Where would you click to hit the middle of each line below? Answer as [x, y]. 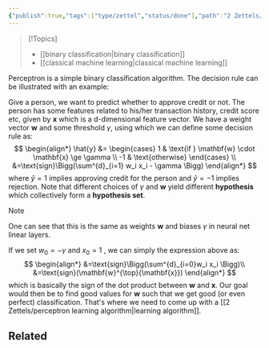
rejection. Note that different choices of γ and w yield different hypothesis [131, 186]
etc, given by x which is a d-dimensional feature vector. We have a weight [130, 119]
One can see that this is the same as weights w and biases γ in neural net [129, 226]
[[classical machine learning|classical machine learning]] [134, 62]
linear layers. [29, 234]
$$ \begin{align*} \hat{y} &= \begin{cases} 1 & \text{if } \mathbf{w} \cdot [134, 148]
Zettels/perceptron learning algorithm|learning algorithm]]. [105, 311]
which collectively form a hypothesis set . [77, 195]
